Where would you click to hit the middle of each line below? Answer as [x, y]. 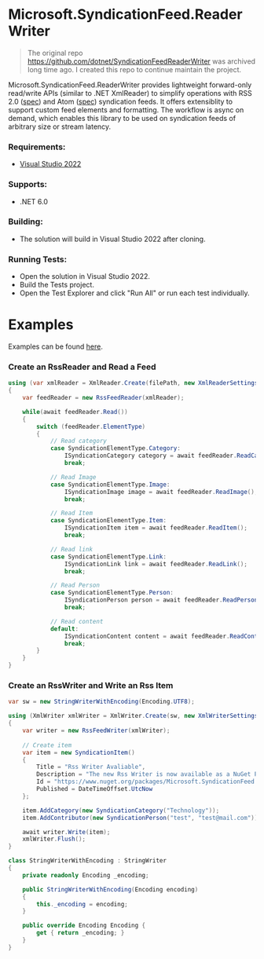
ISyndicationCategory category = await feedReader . [150, 456]
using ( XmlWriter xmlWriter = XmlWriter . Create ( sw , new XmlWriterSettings [133, 716]
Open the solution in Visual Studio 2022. [85, 276]
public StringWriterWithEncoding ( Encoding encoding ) [110, 889]
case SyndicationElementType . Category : [115, 448]
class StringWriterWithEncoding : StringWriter [88, 861]
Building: [26, 221]
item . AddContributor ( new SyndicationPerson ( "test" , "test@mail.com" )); [142, 818]
